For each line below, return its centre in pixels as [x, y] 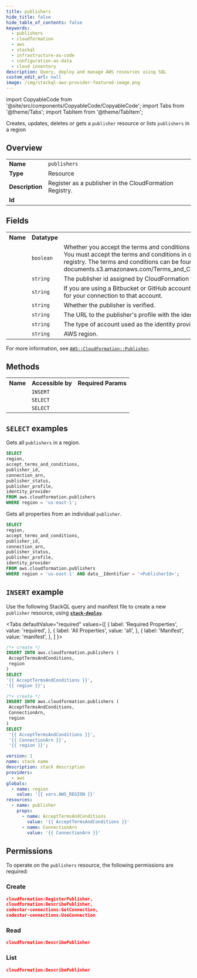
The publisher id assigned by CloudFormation [126, 278]
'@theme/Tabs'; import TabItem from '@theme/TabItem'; [74, 112]
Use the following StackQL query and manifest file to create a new [86, 606]
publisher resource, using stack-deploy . [55, 613]
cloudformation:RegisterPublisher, [50, 899]
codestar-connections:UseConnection [51, 916]
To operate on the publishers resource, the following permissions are [90, 865]
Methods [23, 367]
